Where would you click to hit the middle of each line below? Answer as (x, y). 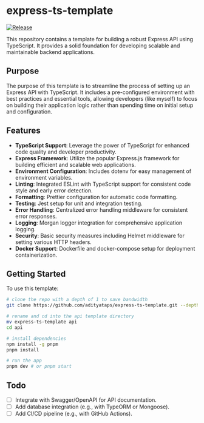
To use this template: (32, 288)
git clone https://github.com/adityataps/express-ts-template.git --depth (103, 305)
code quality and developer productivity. (66, 152)
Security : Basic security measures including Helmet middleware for (100, 235)
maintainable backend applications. (51, 52)
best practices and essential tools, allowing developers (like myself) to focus (102, 98)
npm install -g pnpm (32, 344)
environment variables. (44, 177)
